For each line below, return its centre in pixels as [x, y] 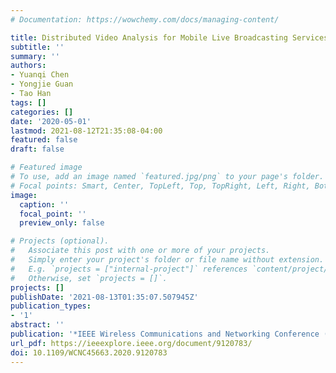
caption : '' [44, 204]
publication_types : [51, 306]
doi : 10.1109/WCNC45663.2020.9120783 [89, 352]
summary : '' [35, 56]
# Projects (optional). [60, 241]
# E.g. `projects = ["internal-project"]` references [129, 269]
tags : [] [28, 102]
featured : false [44, 140]
